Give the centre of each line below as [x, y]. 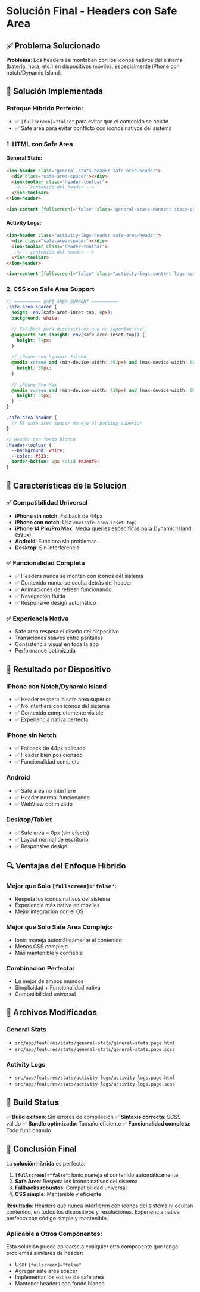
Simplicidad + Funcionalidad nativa [58, 988]
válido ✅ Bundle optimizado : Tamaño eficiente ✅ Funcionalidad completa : [99, 1123]
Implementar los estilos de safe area [59, 1277]
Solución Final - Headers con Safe [92, 11]
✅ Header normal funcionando [52, 797]
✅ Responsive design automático [55, 602]
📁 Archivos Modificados [51, 1013]
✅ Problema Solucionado [53, 46]
